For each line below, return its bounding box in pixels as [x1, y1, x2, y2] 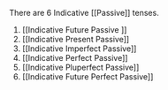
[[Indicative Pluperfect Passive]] [21, 62, 140, 72]
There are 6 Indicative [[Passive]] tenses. [9, 8, 159, 18]
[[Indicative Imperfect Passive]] [21, 43, 137, 54]
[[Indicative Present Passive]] [21, 34, 130, 44]
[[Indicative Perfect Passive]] [21, 53, 128, 63]
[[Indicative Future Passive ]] [21, 25, 127, 34]
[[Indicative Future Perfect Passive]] [21, 71, 154, 82]
